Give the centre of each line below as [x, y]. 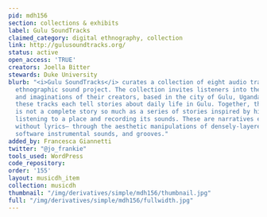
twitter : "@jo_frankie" [48, 149]
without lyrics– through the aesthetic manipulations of [112, 126]
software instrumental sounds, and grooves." [92, 134]
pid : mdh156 [28, 15]
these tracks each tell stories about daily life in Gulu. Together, [133, 104]
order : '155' [30, 171]
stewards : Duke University [53, 75]
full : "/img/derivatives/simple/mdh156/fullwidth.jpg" [101, 200]
